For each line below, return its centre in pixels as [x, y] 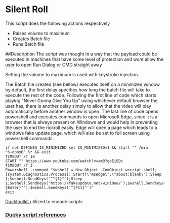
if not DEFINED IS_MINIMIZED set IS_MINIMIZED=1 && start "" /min [77, 148]
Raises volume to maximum [41, 33]
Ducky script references [36, 214]
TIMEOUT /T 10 [20, 156]
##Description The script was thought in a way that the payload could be [81, 54]
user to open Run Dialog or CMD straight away [54, 65]
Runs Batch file [28, 44]
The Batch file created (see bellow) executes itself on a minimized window [83, 84]
